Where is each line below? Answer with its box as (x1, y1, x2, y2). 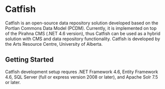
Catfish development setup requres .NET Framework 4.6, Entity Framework (5, 69, 159, 75)
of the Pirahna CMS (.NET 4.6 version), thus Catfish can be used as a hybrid (5, 30, 161, 36)
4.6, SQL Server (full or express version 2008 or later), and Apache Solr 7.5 (5, 74, 158, 80)
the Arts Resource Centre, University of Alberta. (5, 41, 103, 47)
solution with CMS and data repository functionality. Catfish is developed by (5, 36, 160, 42)
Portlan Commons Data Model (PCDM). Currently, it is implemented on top (5, 25, 157, 31)
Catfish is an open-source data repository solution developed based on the (5, 20, 159, 26)
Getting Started (5, 56, 54, 64)
